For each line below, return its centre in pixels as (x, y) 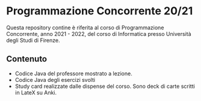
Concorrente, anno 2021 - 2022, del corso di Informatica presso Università (99, 33)
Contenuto (26, 59)
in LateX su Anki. (36, 92)
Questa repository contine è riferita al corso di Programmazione (85, 27)
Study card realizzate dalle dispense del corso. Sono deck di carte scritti (105, 86)
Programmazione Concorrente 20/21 (100, 11)
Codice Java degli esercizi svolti (55, 79)
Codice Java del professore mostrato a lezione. (73, 74)
